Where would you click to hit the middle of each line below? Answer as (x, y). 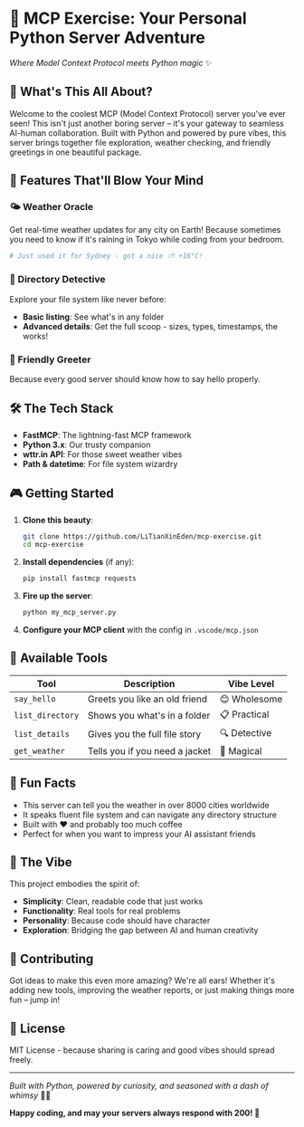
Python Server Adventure (107, 38)
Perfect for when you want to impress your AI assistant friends (139, 834)
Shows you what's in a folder (149, 716)
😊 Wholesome (252, 699)
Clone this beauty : (57, 520)
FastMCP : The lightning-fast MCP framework (107, 435)
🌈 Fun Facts (43, 783)
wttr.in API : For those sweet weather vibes (102, 454)
